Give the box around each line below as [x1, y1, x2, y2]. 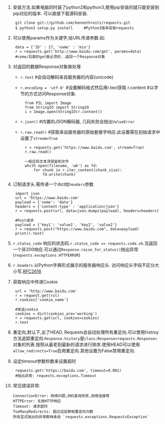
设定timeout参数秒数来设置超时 [12, 358, 76, 364]
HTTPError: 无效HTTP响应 [12, 399, 61, 404]
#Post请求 [15, 218, 34, 223]
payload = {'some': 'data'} [15, 200, 73, 205]
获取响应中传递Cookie [12, 279, 58, 285]
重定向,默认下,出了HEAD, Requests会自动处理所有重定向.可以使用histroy [12, 329, 159, 335]
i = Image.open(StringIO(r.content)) [24, 109, 103, 114]
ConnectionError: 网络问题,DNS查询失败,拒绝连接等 [12, 393, 110, 398]
